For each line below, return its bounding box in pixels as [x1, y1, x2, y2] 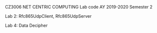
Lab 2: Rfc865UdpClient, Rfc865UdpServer [5, 13, 92, 19]
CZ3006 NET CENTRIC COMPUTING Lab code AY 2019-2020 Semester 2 [5, 4, 153, 10]
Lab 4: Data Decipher [5, 22, 48, 28]
